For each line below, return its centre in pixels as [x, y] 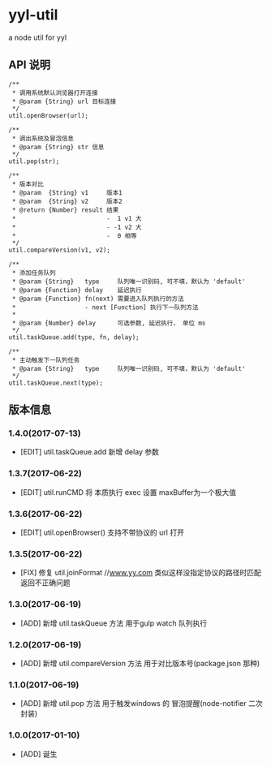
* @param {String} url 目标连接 [64, 101]
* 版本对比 [28, 184]
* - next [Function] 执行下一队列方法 [105, 307]
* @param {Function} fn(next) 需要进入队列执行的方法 [98, 299]
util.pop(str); [34, 161]
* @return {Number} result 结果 [65, 210]
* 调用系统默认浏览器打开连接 [55, 93]
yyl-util [33, 15]
